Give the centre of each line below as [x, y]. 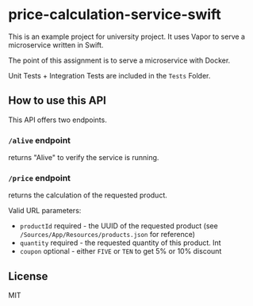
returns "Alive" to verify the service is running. [84, 158]
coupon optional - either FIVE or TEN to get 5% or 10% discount [121, 251]
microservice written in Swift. [56, 44]
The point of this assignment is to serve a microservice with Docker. [119, 60]
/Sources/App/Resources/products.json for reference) [107, 235]
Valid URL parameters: [45, 211]
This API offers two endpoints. [57, 120]
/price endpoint [40, 178]
